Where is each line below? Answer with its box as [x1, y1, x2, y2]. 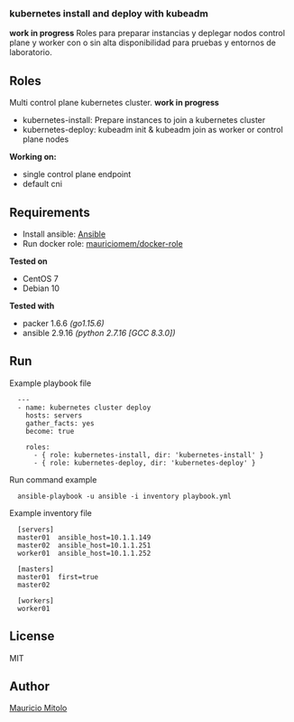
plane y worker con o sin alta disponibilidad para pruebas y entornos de [9, 37, 277, 48]
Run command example [9, 474, 97, 485]
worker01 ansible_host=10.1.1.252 [17, 549, 152, 558]
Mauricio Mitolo [9, 703, 68, 714]
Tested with [9, 300, 55, 311]
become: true [25, 427, 75, 436]
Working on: [9, 152, 57, 163]
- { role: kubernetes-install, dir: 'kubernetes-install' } [32, 450, 264, 459]
